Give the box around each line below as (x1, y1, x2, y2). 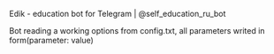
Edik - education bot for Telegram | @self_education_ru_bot (9, 9, 226, 19)
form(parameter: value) (9, 35, 95, 45)
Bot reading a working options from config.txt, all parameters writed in (9, 26, 265, 35)
